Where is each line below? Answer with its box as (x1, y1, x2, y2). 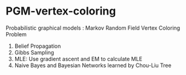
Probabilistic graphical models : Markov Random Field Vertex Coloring (5, 24, 181, 31)
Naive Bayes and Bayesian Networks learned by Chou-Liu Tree (14, 62, 172, 69)
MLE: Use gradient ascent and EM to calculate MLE (14, 55, 143, 62)
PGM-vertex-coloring (5, 4, 116, 18)
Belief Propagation (14, 42, 61, 50)
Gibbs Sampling (14, 48, 55, 56)
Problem (5, 30, 27, 37)
